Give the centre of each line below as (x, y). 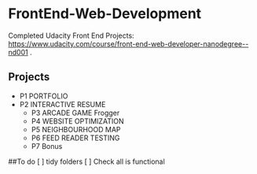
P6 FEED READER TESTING (75, 138)
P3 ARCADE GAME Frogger (75, 113)
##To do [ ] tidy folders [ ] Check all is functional (86, 161)
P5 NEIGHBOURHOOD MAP (76, 129)
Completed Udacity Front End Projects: (72, 35)
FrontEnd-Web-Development (105, 14)
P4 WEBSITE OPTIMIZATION (77, 121)
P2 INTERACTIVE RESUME (62, 104)
